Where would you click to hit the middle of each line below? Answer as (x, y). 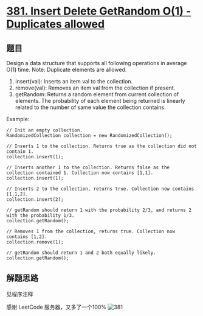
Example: (18, 119)
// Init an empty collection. (45, 130)
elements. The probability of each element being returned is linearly (100, 101)
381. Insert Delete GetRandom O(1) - (99, 11)
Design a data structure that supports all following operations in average (97, 63)
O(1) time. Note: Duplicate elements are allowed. (67, 69)
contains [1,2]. (27, 237)
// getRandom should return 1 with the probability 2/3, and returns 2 (99, 210)
